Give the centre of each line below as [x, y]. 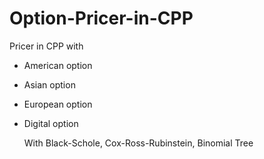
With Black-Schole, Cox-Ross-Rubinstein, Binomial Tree [138, 143]
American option [58, 65]
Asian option [49, 84]
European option [58, 104]
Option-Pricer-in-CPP [101, 18]
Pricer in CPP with [46, 46]
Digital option [51, 123]
